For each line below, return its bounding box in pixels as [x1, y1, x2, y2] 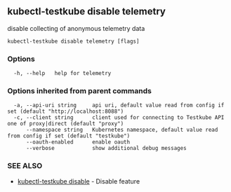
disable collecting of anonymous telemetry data [7, 24, 145, 32]
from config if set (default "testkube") [7, 132, 131, 139]
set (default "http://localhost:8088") [7, 108, 124, 115]
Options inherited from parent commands [7, 86, 152, 96]
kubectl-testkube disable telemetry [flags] [7, 38, 140, 45]
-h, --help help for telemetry [13, 70, 112, 77]
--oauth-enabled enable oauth [25, 139, 131, 146]
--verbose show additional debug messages [25, 145, 187, 152]
